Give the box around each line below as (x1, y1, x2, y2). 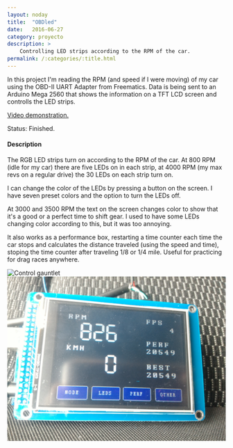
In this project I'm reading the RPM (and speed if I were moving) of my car (7, 75, 218, 83)
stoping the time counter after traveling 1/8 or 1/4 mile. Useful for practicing (7, 248, 223, 257)
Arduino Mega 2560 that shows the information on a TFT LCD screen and (7, 90, 217, 98)
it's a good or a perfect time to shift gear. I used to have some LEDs (7, 212, 200, 221)
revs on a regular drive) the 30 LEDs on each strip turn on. (7, 170, 173, 179)
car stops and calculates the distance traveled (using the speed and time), (7, 241, 220, 249)
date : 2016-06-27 (7, 26, 64, 33)
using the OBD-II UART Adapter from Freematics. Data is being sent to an (7, 82, 216, 90)
